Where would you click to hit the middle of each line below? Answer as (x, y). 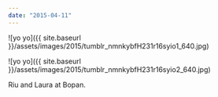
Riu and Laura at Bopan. (47, 84)
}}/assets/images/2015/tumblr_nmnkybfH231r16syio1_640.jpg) (109, 46)
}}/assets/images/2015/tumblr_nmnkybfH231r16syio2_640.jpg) (109, 69)
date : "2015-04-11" (40, 15)
